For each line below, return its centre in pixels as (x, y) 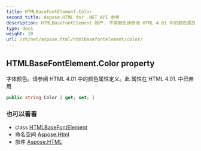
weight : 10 (20, 34)
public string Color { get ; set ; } (51, 97)
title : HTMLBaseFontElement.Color (49, 12)
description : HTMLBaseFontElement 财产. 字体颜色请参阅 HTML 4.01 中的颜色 (97, 23)
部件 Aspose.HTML (39, 141)
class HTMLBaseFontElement (51, 127)
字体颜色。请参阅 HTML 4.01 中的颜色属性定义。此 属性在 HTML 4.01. (92, 79)
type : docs (20, 28)
